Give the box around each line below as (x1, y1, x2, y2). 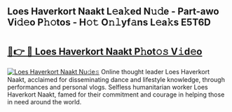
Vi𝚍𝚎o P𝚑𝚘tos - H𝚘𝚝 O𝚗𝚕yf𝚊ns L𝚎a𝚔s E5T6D (7, 17, 212, 29)
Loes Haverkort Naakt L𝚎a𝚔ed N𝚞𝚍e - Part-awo (7, 6, 219, 17)
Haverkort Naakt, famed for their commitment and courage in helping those (7, 90, 225, 99)
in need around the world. (7, 98, 82, 106)
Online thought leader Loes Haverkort (101, 68, 210, 76)
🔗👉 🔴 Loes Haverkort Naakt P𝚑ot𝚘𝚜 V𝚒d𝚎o (7, 45, 203, 57)
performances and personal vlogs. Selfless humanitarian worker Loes (7, 83, 208, 91)
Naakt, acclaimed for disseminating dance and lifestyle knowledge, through (7, 76, 226, 83)
